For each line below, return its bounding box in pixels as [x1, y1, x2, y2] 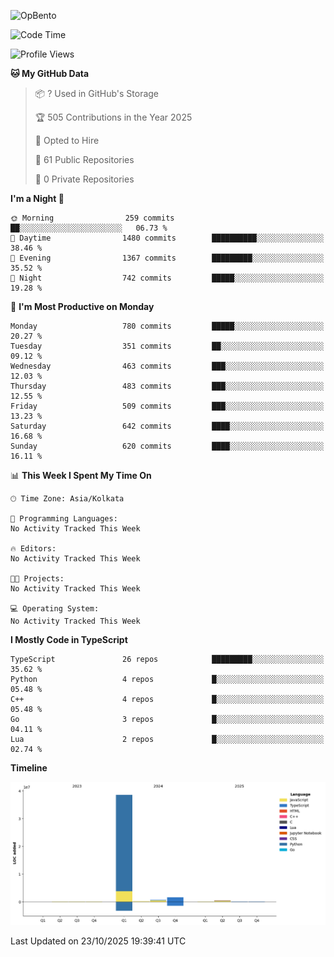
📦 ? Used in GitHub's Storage [34, 88, 160, 99]
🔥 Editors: [10, 544, 57, 554]
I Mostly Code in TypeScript [10, 634, 128, 645]
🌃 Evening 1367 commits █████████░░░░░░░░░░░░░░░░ [10, 253, 325, 263]
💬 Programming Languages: [10, 514, 118, 524]
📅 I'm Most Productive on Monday [10, 301, 155, 312]
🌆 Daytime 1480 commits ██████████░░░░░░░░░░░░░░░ [10, 233, 325, 243]
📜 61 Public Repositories [34, 154, 135, 165]
